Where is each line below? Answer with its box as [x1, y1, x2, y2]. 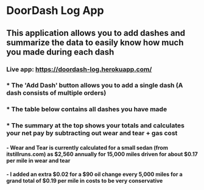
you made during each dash [6, 47, 114, 57]
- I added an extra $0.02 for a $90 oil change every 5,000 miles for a [6, 171, 183, 178]
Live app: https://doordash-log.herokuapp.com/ [6, 65, 152, 73]
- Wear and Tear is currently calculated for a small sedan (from [6, 144, 169, 151]
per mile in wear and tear [6, 157, 71, 164]
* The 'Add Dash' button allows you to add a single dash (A [6, 81, 183, 90]
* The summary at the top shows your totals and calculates [6, 121, 185, 130]
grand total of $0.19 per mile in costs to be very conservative [6, 177, 163, 185]
